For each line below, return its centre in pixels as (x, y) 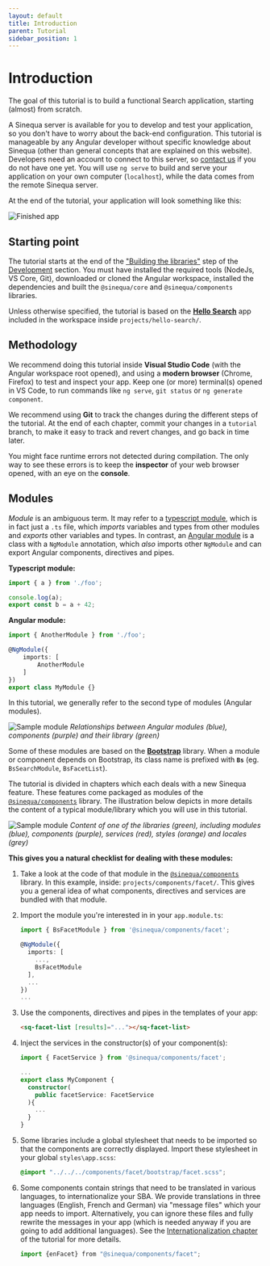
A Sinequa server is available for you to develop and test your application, (131, 125)
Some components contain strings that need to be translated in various (138, 1188)
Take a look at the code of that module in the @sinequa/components (129, 874)
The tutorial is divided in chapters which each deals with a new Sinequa (127, 784)
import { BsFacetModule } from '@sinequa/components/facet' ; (125, 930)
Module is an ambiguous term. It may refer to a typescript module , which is (133, 518)
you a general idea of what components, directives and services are (133, 891)
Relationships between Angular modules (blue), (149, 727)
